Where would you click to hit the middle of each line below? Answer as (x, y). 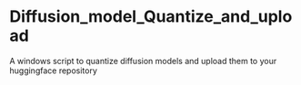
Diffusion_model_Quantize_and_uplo (151, 17)
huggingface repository (54, 71)
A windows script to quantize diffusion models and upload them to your (143, 61)
